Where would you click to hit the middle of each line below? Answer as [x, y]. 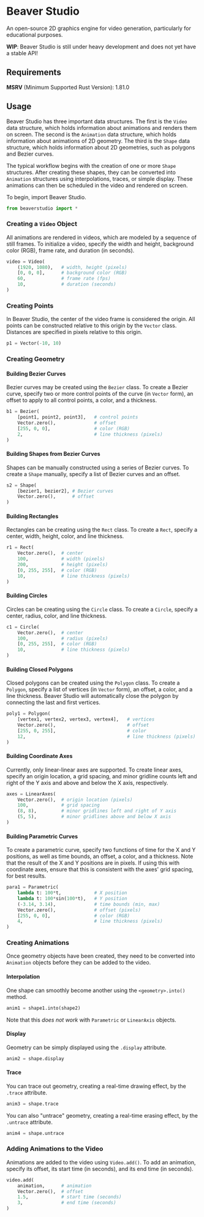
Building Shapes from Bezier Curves [53, 454]
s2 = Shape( [21, 485]
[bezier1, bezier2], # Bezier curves [66, 491]
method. [17, 996]
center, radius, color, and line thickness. [57, 616]
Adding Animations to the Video [55, 1149]
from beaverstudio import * [42, 208]
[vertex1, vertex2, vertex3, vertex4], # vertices [86, 719]
